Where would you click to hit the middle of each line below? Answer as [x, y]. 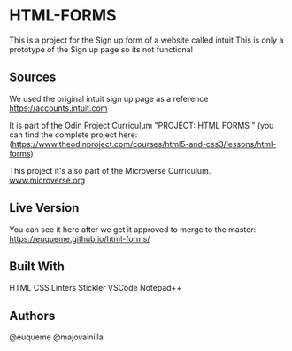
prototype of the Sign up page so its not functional [101, 49]
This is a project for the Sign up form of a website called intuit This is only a [146, 40]
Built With [37, 266]
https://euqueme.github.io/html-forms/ [80, 238]
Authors [32, 316]
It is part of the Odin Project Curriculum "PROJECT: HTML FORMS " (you [142, 125]
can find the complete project [63, 135]
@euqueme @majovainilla [56, 337]
